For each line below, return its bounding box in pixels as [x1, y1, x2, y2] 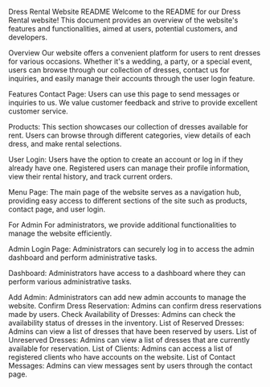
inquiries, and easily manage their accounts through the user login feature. [8, 74, 256, 83]
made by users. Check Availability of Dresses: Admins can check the [8, 310, 235, 319]
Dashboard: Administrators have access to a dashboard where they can [8, 269, 246, 278]
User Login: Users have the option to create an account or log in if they [8, 154, 243, 164]
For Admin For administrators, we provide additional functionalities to [8, 220, 237, 229]
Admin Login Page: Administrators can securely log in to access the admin [8, 245, 255, 253]
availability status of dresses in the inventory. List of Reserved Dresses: [8, 318, 245, 327]
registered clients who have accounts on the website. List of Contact [8, 352, 235, 361]
